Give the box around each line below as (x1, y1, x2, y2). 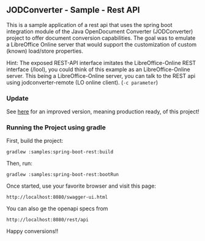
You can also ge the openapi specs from (6, 205, 108, 212)
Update (6, 94, 29, 102)
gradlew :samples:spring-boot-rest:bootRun (6, 172, 119, 178)
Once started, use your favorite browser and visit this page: (6, 182, 156, 189)
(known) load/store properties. (6, 47, 84, 55)
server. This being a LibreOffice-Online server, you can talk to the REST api (6, 72, 196, 79)
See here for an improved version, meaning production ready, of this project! (6, 108, 199, 115)
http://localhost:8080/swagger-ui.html (6, 194, 108, 201)
